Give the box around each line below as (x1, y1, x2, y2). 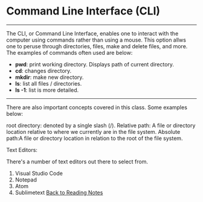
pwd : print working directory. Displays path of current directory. (14, 60, 174, 68)
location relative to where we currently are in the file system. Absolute (6, 128, 181, 135)
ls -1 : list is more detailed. (14, 86, 79, 93)
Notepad (14, 176, 37, 183)
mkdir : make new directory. (14, 74, 84, 81)
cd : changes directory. (14, 67, 72, 74)
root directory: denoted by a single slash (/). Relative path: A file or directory (6, 122, 196, 129)
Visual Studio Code (14, 169, 63, 177)
